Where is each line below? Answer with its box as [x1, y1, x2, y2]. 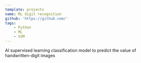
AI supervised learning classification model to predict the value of [5, 47, 137, 53]
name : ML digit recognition [5, 12, 62, 16]
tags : [5, 20, 16, 26]
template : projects [5, 7, 45, 12]
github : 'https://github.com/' [5, 16, 68, 21]
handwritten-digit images [5, 52, 56, 58]
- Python [14, 25, 31, 30]
